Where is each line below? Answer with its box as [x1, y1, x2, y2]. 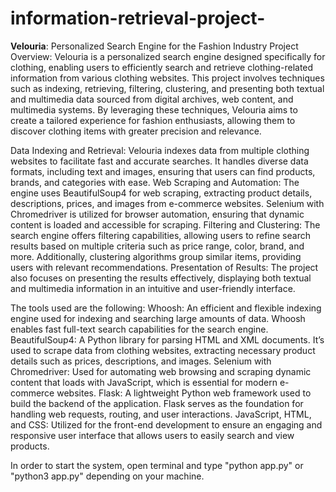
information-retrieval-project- [10, 7, 266, 30]
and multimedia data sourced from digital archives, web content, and [10, 93, 294, 105]
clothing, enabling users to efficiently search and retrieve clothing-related [10, 61, 314, 73]
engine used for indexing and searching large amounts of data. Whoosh [10, 312, 306, 324]
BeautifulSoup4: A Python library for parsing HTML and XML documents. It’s [10, 333, 325, 346]
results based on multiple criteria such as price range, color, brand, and [10, 240, 305, 252]
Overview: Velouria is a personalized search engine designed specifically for [10, 50, 326, 62]
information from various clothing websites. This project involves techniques [10, 72, 325, 84]
